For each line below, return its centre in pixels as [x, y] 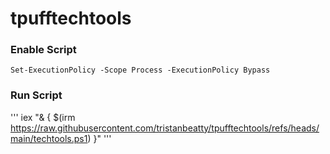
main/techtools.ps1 [49, 138]
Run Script [36, 95]
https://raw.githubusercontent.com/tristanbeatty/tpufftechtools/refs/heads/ [165, 128]
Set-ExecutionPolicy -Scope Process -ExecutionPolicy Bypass [140, 70]
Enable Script [43, 50]
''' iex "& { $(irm [43, 117]
